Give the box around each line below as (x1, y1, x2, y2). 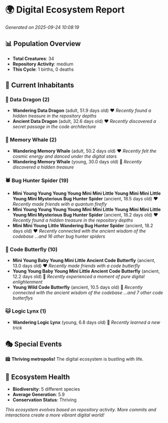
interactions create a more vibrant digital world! (5, 412, 104, 418)
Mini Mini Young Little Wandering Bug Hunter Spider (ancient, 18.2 (12, 223, 153, 229)
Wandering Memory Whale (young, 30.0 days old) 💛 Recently (12, 158, 142, 164)
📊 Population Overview (5, 39, 81, 48)
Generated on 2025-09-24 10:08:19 (5, 24, 79, 30)
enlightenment (12, 279, 43, 285)
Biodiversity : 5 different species (12, 386, 80, 392)
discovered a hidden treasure (12, 164, 74, 170)
